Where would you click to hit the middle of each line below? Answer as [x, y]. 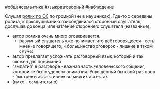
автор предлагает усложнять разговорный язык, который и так [78, 56]
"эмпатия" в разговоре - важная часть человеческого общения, [79, 66]
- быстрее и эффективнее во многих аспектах [60, 77]
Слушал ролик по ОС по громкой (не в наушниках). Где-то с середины [79, 16]
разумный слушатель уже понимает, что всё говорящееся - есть [87, 41]
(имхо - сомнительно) [35, 82]
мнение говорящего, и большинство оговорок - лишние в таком [86, 46]
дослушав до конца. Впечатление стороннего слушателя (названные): [78, 26]
